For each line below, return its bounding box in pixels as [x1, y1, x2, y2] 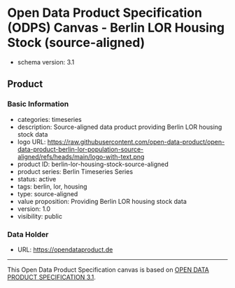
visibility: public [17, 212, 63, 220]
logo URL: [17, 137, 46, 146]
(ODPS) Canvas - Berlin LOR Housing [7, 20, 225, 36]
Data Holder [7, 229, 49, 239]
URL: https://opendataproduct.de [17, 245, 113, 254]
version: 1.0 [17, 205, 51, 213]
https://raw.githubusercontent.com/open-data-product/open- [47, 137, 225, 146]
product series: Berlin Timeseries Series [17, 167, 134, 176]
